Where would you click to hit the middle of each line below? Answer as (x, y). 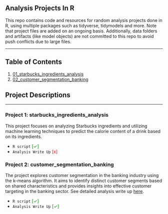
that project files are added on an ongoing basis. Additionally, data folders (81, 31)
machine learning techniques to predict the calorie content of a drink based (83, 131)
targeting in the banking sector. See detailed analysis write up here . (74, 191)
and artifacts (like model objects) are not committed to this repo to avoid (79, 36)
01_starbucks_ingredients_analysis (48, 74)
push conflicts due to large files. (38, 41)
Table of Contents (34, 62)
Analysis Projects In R (40, 8)
